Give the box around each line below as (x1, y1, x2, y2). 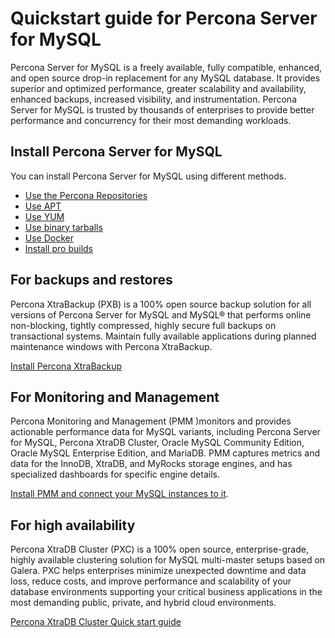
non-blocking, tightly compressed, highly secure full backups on (10, 319, 277, 331)
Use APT (24, 200, 62, 212)
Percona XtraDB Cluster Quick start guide (10, 616, 182, 628)
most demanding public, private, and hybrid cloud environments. (10, 597, 277, 609)
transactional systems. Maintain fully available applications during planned (10, 330, 317, 342)
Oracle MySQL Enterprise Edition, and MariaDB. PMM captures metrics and (10, 447, 321, 459)
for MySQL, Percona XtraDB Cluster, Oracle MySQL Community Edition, (10, 437, 305, 449)
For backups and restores (10, 272, 173, 289)
